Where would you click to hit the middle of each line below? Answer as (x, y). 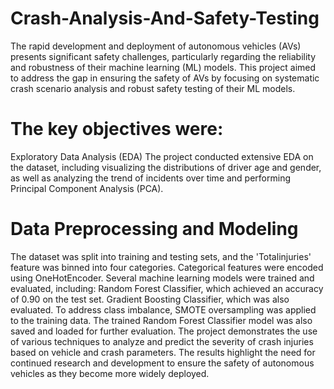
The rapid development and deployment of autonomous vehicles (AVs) (156, 46)
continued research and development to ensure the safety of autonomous (162, 363)
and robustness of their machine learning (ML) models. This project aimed (163, 67)
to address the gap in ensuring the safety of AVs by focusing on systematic (165, 78)
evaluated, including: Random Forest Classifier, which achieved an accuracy (167, 288)
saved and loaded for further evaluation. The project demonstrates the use (164, 331)
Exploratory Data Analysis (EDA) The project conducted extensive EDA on (162, 156)
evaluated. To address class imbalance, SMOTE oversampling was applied (163, 309)
